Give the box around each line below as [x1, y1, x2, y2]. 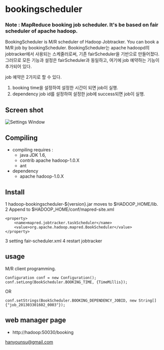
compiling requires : [12, 147, 53, 153]
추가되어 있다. [5, 63, 32, 69]
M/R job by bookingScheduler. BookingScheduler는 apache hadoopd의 [5, 45, 150, 51]
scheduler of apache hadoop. [5, 27, 78, 34]
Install [5, 188, 25, 196]
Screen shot [5, 106, 44, 114]
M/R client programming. [5, 266, 56, 272]
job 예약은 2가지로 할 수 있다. [5, 74, 62, 80]
